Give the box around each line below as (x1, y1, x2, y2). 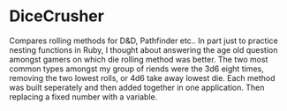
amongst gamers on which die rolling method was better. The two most (9, 54, 268, 64)
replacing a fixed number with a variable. (9, 91, 158, 102)
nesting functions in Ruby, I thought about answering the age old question (9, 44, 278, 55)
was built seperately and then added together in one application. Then (9, 82, 265, 92)
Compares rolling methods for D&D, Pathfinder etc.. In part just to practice (9, 35, 278, 46)
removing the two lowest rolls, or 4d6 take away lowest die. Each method (9, 72, 276, 83)
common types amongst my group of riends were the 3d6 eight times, (9, 63, 264, 74)
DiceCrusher (9, 6, 104, 26)
